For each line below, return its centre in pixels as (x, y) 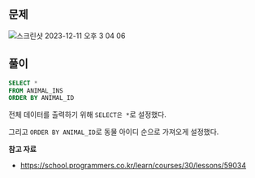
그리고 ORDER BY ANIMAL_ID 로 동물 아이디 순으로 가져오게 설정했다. (114, 132)
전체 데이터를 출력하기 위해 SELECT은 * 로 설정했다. (87, 115)
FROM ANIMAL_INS (36, 91)
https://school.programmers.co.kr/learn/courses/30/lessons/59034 (133, 166)
